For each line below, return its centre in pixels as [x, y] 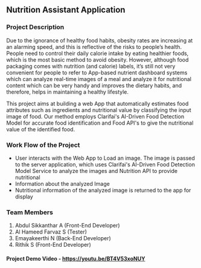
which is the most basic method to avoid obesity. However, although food [97, 59]
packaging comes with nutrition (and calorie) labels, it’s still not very [91, 66]
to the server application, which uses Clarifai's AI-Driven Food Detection [105, 164]
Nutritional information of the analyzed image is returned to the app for [103, 190]
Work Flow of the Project [43, 145]
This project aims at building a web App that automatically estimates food [97, 103]
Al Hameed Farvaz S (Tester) [51, 232]
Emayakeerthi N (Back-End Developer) [63, 238]
